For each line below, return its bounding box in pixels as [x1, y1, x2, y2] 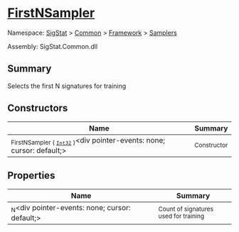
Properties [7, 170, 55, 182]
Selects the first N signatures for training [7, 82, 127, 90]
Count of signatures [158, 205, 214, 214]
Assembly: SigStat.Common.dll [7, 42, 98, 50]
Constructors [7, 102, 68, 114]
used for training [158, 212, 205, 221]
